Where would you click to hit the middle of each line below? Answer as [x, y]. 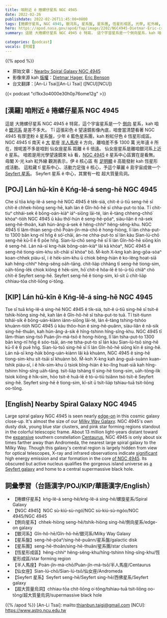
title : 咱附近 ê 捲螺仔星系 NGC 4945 [41, 10]
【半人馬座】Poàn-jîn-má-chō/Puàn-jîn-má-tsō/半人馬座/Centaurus [82, 565]
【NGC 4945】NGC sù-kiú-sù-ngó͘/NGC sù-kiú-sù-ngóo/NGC [76, 510]
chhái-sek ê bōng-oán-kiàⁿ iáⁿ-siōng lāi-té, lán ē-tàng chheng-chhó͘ [83, 213]
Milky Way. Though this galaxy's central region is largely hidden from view [81, 448]
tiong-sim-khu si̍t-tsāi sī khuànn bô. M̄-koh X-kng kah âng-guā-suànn [77, 359]
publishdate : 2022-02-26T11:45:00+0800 [46, 19]
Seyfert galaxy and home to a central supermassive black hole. [70, 469]
